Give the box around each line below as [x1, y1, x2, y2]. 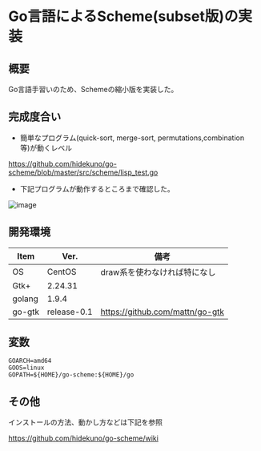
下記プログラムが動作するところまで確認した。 [19, 183, 175, 193]
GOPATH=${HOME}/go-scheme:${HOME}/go [8, 371, 135, 379]
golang [12, 293, 38, 304]
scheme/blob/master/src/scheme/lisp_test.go [8, 167, 159, 177]
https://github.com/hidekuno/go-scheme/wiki [8, 433, 159, 443]
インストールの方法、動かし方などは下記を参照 [8, 417, 163, 427]
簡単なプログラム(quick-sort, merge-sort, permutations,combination [19, 133, 245, 143]
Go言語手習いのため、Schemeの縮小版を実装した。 [8, 85, 179, 94]
